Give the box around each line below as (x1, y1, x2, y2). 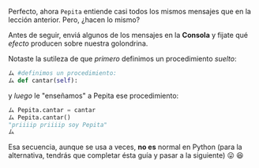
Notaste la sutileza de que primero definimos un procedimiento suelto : (8, 54, 237, 63)
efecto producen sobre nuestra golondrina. (8, 39, 148, 48)
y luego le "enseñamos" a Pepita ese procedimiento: (8, 91, 179, 100)
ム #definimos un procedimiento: (8, 69, 117, 77)
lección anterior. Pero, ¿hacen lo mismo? (8, 15, 141, 24)
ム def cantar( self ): (8, 77, 78, 84)
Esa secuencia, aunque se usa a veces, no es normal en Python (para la (8, 142, 242, 152)
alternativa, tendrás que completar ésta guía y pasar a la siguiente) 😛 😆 (8, 151, 244, 160)
